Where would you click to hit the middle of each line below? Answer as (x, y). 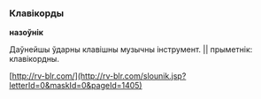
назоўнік (27, 33)
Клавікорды (37, 13)
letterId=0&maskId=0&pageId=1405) (76, 86)
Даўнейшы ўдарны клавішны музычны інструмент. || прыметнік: (131, 49)
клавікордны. (35, 59)
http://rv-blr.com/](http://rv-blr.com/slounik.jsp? (99, 76)
